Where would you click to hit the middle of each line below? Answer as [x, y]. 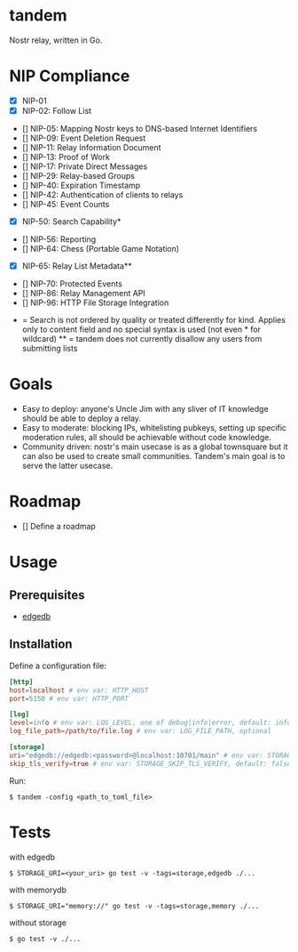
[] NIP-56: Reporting [59, 239]
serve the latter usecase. [67, 466]
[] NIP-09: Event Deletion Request [84, 138]
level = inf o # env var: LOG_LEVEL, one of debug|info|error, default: [141, 723]
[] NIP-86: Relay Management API [84, 294]
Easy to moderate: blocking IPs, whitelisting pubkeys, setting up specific [154, 428]
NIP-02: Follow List [56, 110]
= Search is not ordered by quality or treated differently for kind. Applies [154, 320]
